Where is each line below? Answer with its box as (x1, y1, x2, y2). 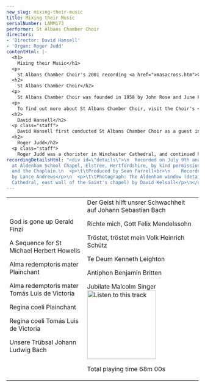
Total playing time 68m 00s (87, 364, 166, 373)
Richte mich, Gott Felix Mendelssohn (87, 219, 192, 228)
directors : (6, 32, 34, 38)
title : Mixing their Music (6, 15, 75, 21)
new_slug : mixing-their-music (6, 9, 84, 15)
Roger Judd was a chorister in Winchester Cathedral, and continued (17, 151, 195, 157)
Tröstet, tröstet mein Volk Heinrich (87, 233, 185, 241)
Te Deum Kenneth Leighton (87, 254, 165, 263)
